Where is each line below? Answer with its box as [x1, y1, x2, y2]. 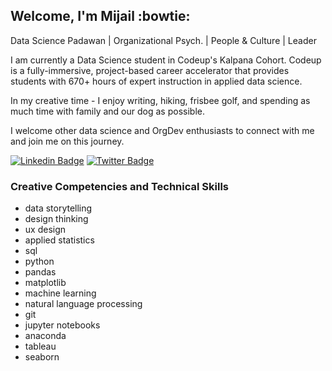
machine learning [24, 287, 97, 299]
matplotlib [24, 277, 67, 289]
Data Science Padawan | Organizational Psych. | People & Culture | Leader [10, 34, 317, 46]
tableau [24, 340, 57, 353]
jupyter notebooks [24, 319, 101, 331]
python [24, 255, 55, 268]
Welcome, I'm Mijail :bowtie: [10, 8, 191, 25]
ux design [24, 224, 67, 236]
